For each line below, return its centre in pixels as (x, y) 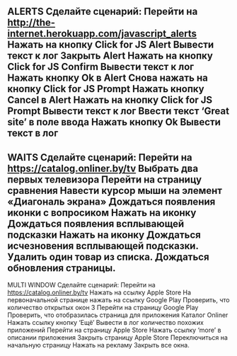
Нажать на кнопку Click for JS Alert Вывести (111, 45)
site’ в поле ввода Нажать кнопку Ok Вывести (114, 122)
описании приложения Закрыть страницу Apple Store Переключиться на (118, 338)
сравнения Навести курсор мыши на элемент (115, 190)
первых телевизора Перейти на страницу (105, 179)
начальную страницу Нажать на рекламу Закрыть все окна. (98, 345)
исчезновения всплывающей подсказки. (103, 246)
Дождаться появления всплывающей (96, 223)
